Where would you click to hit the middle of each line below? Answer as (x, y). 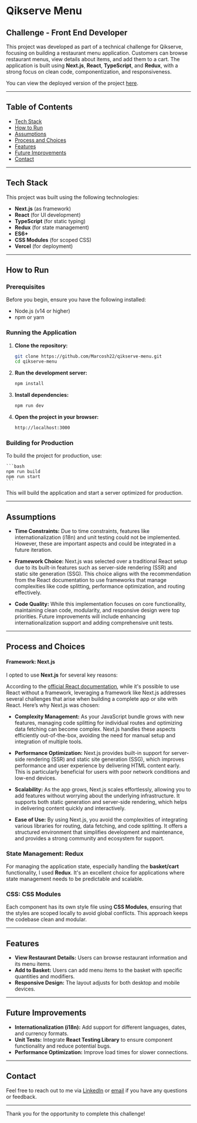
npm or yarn (29, 317)
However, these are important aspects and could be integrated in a (95, 544)
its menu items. (33, 964)
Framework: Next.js (31, 662)
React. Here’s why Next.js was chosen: (53, 705)
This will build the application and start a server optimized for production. (95, 493)
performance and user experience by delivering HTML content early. (97, 765)
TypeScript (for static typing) (50, 221)
